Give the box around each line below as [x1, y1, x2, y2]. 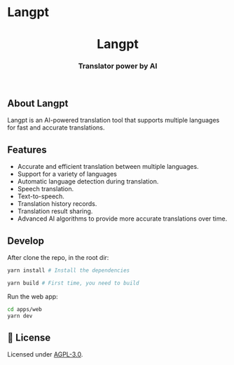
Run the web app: [7, 292, 58, 301]
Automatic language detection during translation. [17, 177, 159, 186]
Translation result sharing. [17, 207, 93, 216]
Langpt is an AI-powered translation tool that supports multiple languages [7, 116, 220, 125]
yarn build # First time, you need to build [7, 280, 139, 287]
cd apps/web [7, 305, 42, 312]
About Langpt [7, 97, 69, 109]
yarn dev [7, 312, 33, 319]
